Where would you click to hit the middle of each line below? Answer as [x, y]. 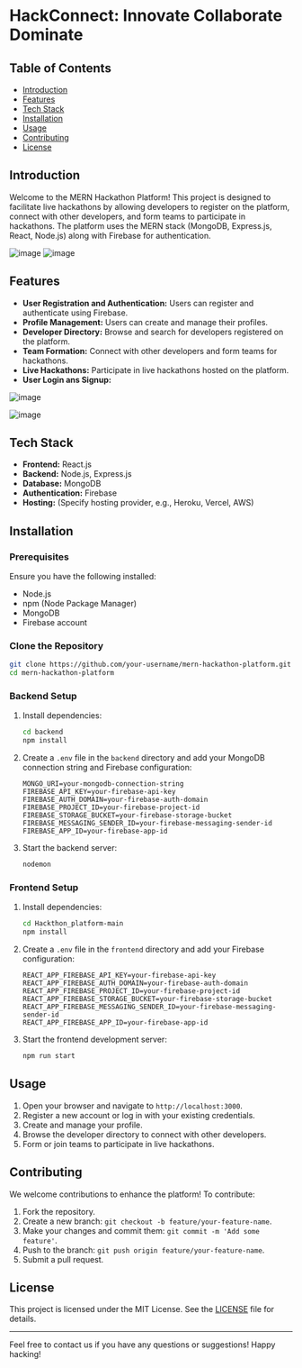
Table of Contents [61, 68]
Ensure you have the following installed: [83, 577]
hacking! [26, 1354]
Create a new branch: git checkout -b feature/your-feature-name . [147, 1221]
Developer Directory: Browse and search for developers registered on [153, 332]
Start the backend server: [70, 848]
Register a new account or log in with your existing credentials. [139, 1115]
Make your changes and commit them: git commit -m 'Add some [141, 1230]
